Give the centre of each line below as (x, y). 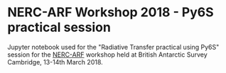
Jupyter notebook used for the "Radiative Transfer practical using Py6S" (113, 47)
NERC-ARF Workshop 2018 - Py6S (111, 12)
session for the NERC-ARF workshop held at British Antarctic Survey (107, 55)
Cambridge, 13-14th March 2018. (55, 62)
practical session (59, 27)
